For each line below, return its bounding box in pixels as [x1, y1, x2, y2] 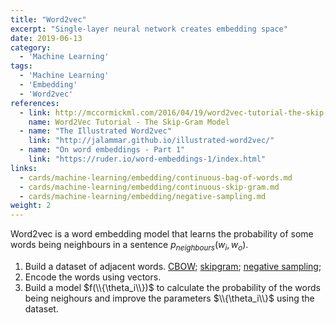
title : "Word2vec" [10, 14, 87, 25]
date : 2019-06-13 [10, 33, 83, 43]
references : [10, 98, 60, 108]
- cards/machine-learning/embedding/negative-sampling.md [19, 191, 267, 201]
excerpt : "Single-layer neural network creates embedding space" [10, 24, 288, 34]
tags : [10, 61, 33, 71]
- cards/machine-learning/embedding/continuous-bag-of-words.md [19, 172, 293, 183]
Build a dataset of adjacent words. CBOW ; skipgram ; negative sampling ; [24, 260, 322, 272]
